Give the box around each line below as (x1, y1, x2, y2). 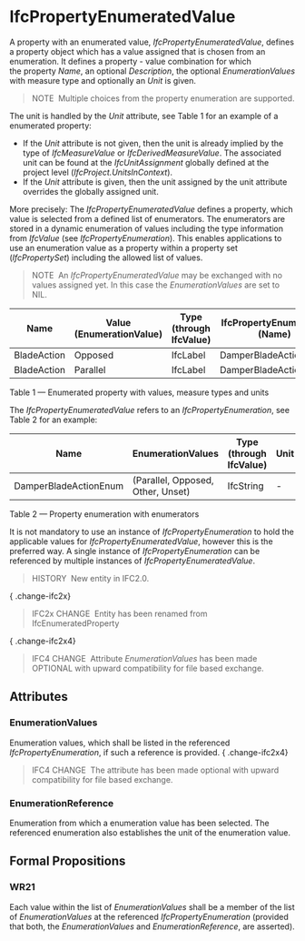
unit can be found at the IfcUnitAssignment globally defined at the (22, 157, 270, 167)
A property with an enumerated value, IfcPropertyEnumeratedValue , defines (9, 36, 295, 47)
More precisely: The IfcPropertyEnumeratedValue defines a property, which (9, 203, 293, 215)
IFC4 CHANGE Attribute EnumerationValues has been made (31, 653, 258, 663)
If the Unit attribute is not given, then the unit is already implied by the (22, 137, 284, 148)
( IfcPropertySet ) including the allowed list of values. (9, 252, 203, 263)
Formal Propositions (9, 854, 126, 869)
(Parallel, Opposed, (132, 473, 215, 486)
